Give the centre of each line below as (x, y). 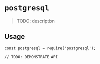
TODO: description (36, 21)
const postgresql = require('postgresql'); (50, 48)
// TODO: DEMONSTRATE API (31, 57)
